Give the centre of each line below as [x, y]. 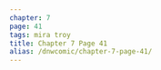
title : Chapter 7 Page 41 [58, 43]
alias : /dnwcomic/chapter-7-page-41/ [81, 52]
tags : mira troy [40, 35]
